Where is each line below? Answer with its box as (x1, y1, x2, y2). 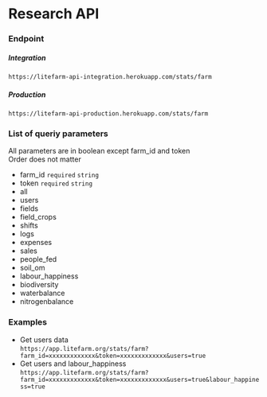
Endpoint (8, 33, 45, 45)
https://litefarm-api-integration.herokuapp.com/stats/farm (8, 73, 213, 81)
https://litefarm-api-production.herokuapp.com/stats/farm (8, 110, 209, 118)
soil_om (19, 263, 45, 273)
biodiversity (19, 280, 59, 290)
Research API (8, 5, 100, 23)
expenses (19, 238, 53, 247)
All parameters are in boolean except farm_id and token (8, 146, 190, 156)
